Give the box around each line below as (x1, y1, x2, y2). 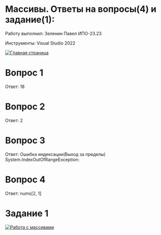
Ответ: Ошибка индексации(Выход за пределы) (5, 151, 106, 157)
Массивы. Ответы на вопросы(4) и (5, 3, 157, 15)
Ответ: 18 (5, 83, 25, 89)
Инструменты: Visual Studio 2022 (5, 40, 76, 46)
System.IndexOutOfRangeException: (5, 157, 80, 162)
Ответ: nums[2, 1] (5, 190, 42, 196)
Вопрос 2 (5, 101, 46, 112)
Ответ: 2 (5, 117, 23, 123)
